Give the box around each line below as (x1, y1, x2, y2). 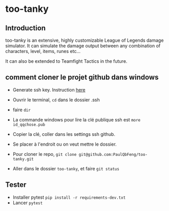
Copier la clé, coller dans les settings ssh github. (12, 131, 115, 137)
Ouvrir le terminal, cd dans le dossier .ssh (12, 96, 100, 103)
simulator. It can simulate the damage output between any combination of (5, 43, 161, 49)
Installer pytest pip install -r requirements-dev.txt (12, 194, 126, 200)
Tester (5, 181, 27, 189)
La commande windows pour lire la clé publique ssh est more (12, 116, 141, 122)
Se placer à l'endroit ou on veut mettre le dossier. (12, 141, 117, 147)
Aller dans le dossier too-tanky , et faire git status (12, 165, 119, 171)
